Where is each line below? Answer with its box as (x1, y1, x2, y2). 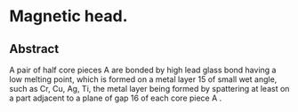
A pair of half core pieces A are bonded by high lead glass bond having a (9, 64, 277, 75)
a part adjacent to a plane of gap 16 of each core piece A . (9, 93, 222, 103)
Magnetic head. (9, 6, 128, 26)
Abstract (9, 41, 60, 56)
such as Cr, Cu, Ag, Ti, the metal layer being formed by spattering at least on (9, 84, 290, 93)
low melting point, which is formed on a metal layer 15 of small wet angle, (9, 74, 278, 85)
